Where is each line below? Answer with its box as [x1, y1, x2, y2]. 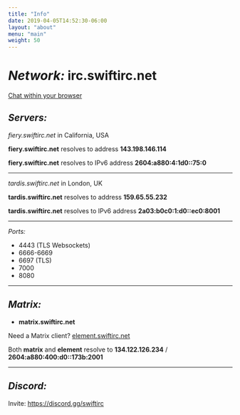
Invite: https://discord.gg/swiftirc [8, 399, 104, 407]
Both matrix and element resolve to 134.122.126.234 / [8, 345, 168, 354]
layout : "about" [8, 24, 56, 31]
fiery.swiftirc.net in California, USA [8, 130, 110, 139]
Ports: [8, 227, 26, 235]
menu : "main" [8, 30, 47, 38]
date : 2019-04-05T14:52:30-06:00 [8, 17, 108, 24]
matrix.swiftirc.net [18, 317, 75, 326]
